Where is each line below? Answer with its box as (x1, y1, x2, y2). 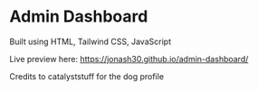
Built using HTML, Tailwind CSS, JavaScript (9, 36, 172, 47)
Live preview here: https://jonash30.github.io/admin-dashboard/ (9, 53, 249, 64)
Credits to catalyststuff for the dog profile (9, 70, 165, 82)
